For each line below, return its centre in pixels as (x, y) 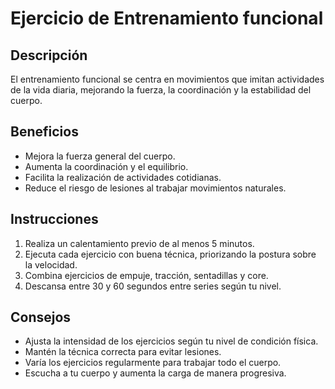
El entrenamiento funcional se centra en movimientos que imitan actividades (167, 79)
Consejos (41, 317)
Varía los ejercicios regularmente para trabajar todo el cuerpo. (153, 363)
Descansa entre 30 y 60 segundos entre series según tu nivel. (153, 286)
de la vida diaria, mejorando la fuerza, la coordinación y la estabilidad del (161, 90)
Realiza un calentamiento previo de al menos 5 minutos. (139, 243)
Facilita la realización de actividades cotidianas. (123, 177)
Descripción (49, 55)
